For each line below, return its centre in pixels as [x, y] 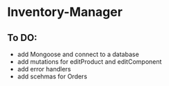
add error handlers [44, 69]
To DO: [22, 38]
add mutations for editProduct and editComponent [89, 62]
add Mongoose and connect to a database [78, 54]
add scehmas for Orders [52, 76]
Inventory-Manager [65, 12]
